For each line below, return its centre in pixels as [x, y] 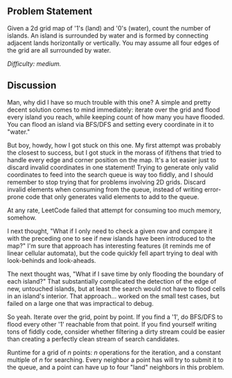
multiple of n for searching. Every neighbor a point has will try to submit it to [115, 359]
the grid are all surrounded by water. [59, 50]
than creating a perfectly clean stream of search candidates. [93, 338]
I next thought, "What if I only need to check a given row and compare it [110, 231]
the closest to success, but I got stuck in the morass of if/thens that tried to [114, 153]
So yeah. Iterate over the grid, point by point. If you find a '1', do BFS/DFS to [115, 317]
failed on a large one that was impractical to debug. [80, 303]
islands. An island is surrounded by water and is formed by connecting [108, 35]
